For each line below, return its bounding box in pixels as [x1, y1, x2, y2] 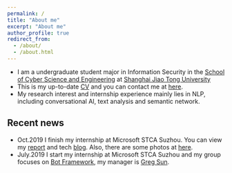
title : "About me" [7, 17, 60, 24]
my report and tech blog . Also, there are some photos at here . [17, 143, 193, 151]
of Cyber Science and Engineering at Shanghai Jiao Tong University [17, 75, 211, 83]
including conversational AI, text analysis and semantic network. [17, 97, 200, 105]
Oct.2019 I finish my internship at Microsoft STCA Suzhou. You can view [17, 136, 222, 144]
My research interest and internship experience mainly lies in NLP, [17, 89, 206, 98]
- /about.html [13, 49, 54, 56]
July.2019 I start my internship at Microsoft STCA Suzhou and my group [17, 150, 221, 158]
